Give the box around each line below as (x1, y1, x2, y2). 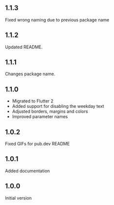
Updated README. (5, 44, 43, 50)
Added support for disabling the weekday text (12, 103, 104, 109)
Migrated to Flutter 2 (12, 98, 54, 104)
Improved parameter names (12, 114, 68, 120)
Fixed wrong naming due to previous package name (5, 17, 110, 22)
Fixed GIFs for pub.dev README (5, 141, 70, 147)
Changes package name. (5, 71, 56, 77)
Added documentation (5, 168, 50, 174)
